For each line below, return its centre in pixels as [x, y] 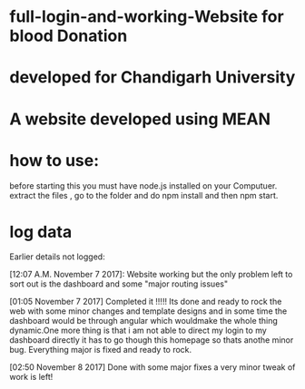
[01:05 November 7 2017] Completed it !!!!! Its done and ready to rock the [146, 302]
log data [41, 232]
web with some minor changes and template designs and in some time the [148, 311]
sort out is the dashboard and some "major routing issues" [119, 284]
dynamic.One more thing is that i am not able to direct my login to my [138, 331]
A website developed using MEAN [140, 119]
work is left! [31, 377]
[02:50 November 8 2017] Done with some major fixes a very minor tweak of [152, 367]
